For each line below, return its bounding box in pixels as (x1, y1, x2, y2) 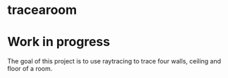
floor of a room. (7, 65, 53, 73)
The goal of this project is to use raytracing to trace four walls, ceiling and (7, 57, 222, 65)
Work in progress (7, 34, 110, 50)
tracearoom (7, 2, 77, 18)
